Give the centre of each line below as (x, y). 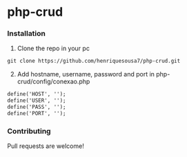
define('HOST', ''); (37, 94)
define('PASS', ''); (37, 107)
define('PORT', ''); (37, 113)
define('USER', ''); (37, 101)
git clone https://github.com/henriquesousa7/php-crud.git (94, 61)
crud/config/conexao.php (53, 82)
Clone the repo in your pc (53, 48)
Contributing (29, 131)
